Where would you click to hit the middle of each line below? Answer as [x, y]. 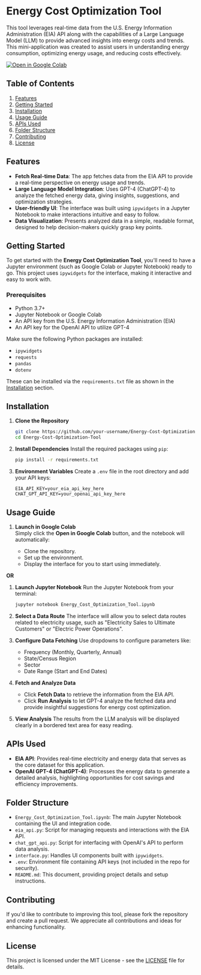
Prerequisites [26, 295]
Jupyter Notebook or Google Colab [58, 314]
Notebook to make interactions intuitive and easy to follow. [87, 214]
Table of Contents [40, 84]
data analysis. [32, 849]
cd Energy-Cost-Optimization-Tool [58, 437]
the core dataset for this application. [60, 765]
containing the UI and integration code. [63, 824]
